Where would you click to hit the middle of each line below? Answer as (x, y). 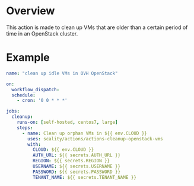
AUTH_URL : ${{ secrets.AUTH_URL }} (76, 155)
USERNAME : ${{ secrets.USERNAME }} (76, 166)
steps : (25, 128)
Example (28, 58)
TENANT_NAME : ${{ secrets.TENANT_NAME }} (84, 177)
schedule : (23, 95)
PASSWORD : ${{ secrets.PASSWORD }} (76, 172)
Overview (31, 11)
